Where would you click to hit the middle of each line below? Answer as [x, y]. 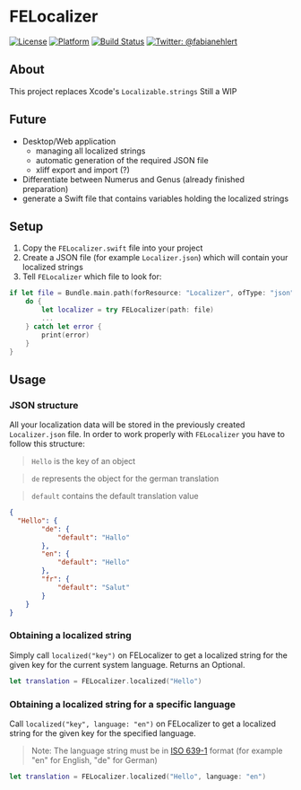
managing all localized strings [90, 151]
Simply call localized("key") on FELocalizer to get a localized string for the [149, 655]
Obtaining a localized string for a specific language [122, 704]
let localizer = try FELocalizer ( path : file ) [128, 310]
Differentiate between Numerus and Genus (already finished [133, 179]
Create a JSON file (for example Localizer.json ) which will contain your [155, 258]
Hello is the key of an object [83, 461]
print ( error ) [66, 335]
